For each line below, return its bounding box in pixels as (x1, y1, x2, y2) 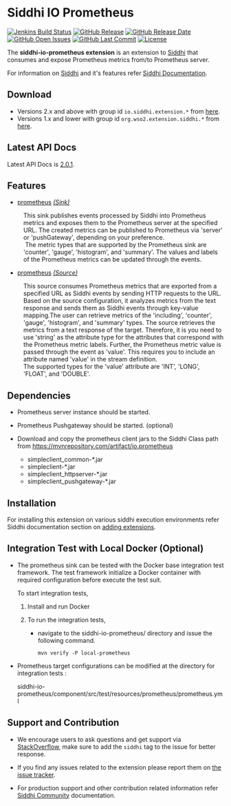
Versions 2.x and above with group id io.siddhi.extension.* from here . (16, 107, 221, 115)
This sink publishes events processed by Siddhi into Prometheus (23, 211, 206, 220)
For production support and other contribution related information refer (16, 783, 219, 792)
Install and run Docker (27, 602, 90, 611)
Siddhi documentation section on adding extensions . (7, 523, 156, 531)
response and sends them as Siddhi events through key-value (23, 304, 199, 312)
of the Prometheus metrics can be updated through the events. (23, 255, 202, 264)
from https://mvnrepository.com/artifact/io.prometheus (16, 442, 173, 450)
